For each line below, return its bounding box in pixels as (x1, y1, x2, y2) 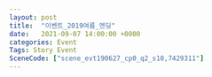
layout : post (9, 12, 58, 22)
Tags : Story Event (9, 46, 77, 55)
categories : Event (9, 37, 77, 47)
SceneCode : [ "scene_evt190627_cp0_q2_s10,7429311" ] (9, 54, 204, 63)
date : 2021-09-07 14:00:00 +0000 (9, 29, 141, 38)
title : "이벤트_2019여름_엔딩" (9, 21, 116, 30)
